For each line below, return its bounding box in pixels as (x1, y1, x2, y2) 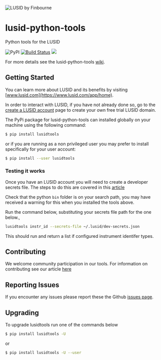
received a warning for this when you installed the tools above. (5, 199, 134, 205)
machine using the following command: (5, 122, 86, 128)
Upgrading (5, 308, 39, 317)
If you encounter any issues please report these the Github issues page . (5, 294, 153, 300)
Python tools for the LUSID (5, 39, 60, 45)
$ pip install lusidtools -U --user (5, 350, 81, 355)
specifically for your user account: (5, 146, 76, 152)
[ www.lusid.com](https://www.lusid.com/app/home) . (5, 92, 114, 98)
